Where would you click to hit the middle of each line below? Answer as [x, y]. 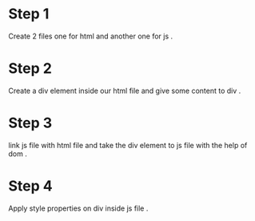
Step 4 [31, 186]
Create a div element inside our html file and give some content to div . [125, 90]
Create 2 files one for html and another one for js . [91, 36]
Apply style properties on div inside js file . [78, 208]
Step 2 [30, 68]
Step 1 [29, 14]
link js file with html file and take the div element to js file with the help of [128, 145]
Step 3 [30, 123]
